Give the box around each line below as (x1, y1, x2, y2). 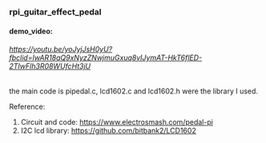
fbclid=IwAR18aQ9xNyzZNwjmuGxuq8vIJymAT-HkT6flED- (9, 53, 203, 62)
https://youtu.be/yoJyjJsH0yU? (9, 45, 113, 54)
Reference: (9, 101, 46, 111)
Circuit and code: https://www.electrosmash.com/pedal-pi (20, 117, 213, 126)
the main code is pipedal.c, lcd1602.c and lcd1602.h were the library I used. (9, 86, 259, 96)
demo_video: (9, 26, 53, 36)
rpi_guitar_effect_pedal (9, 6, 103, 18)
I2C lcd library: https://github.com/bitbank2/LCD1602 (20, 125, 197, 135)
